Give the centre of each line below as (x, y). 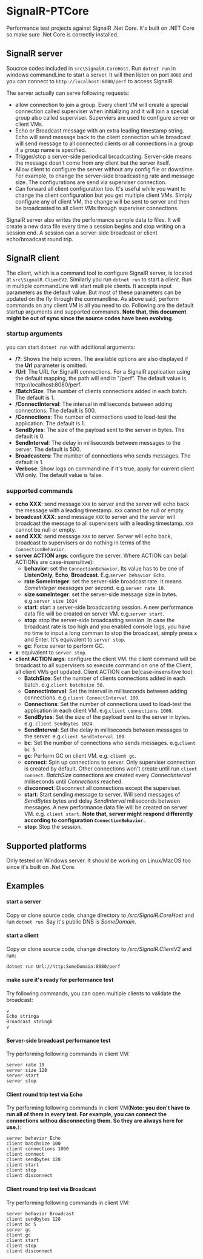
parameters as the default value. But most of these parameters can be (94, 292)
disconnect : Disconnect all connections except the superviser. (102, 788)
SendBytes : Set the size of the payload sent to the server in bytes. (107, 717)
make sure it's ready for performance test (60, 980)
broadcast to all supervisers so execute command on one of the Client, (104, 665)
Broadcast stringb (29, 1021)
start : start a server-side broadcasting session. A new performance (108, 607)
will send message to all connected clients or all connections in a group (104, 143)
